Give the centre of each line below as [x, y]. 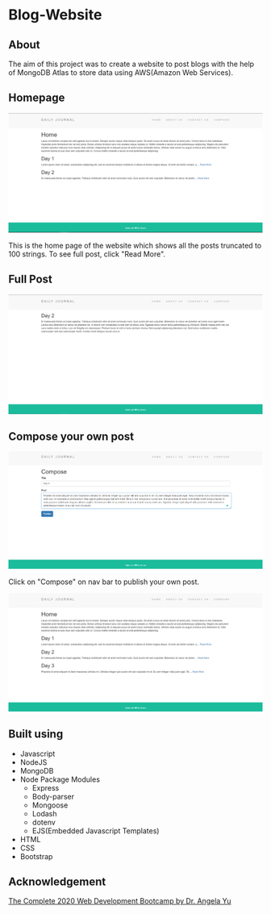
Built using [36, 735]
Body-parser [53, 796]
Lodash [45, 813]
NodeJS [33, 762]
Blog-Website [55, 15]
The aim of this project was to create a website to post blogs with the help [131, 64]
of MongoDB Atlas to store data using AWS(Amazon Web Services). [121, 73]
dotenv [44, 822]
